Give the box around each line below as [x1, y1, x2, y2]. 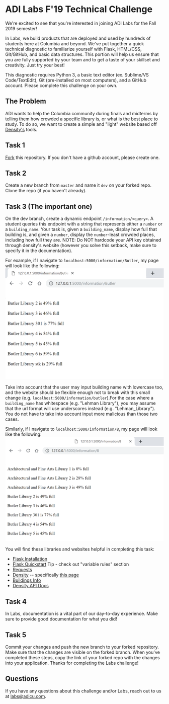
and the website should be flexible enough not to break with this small [5, 389, 150, 396]
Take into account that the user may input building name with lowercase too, [5, 384, 163, 390]
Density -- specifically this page [12, 572, 79, 578]
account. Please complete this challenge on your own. [5, 82, 118, 89]
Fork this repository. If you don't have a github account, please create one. [5, 154, 160, 161]
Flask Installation [12, 556, 48, 562]
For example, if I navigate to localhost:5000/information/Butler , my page [5, 258, 159, 264]
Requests [12, 567, 32, 573]
